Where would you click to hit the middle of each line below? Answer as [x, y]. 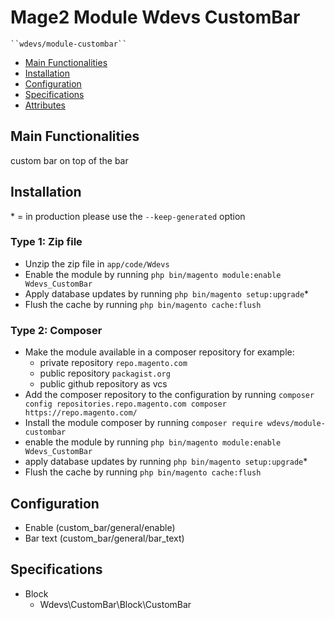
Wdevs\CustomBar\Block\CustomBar [115, 604]
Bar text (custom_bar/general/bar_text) [104, 538]
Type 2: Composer [56, 330]
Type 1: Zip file [46, 242]
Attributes [45, 105]
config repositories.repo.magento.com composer [125, 404]
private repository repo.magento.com [113, 363]
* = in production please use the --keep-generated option [128, 216]
